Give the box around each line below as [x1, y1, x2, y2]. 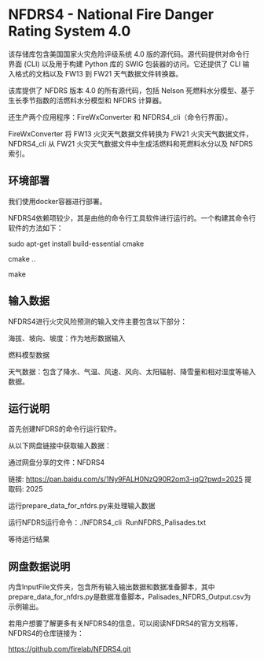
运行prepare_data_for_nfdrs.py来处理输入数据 [8, 501, 156, 511]
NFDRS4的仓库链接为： [8, 629, 84, 638]
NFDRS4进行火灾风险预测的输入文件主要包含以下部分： [8, 317, 187, 326]
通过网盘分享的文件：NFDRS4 [8, 458, 104, 467]
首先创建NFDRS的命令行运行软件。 [8, 424, 121, 434]
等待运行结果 [8, 534, 49, 544]
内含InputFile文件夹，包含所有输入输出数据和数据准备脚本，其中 [8, 582, 215, 592]
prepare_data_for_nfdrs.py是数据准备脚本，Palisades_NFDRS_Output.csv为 [8, 592, 251, 602]
